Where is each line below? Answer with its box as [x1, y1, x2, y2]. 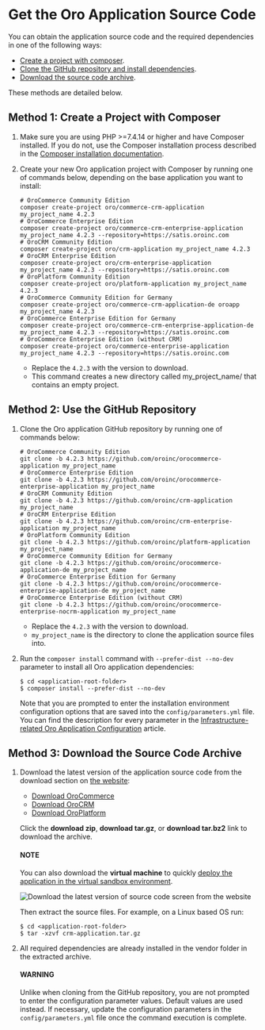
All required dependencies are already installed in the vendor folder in [19, 943, 248, 953]
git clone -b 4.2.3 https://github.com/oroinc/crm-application [19, 496, 233, 505]
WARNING [19, 970, 55, 979]
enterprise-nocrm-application [19, 607, 120, 616]
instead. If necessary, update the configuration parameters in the [19, 1004, 232, 1013]
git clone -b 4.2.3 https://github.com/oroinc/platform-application [19, 538, 251, 546]
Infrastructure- [200, 715, 249, 724]
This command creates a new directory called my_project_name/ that [31, 371, 257, 381]
